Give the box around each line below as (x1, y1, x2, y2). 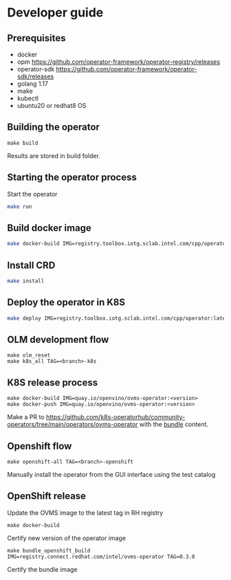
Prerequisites (7, 32, 66, 44)
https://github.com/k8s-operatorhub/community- (45, 413, 186, 421)
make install (7, 278, 45, 285)
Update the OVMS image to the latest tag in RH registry (7, 509, 164, 517)
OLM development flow (7, 333, 109, 345)
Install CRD (7, 259, 56, 271)
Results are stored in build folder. (7, 151, 101, 159)
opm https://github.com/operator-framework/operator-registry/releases (16, 58, 221, 66)
